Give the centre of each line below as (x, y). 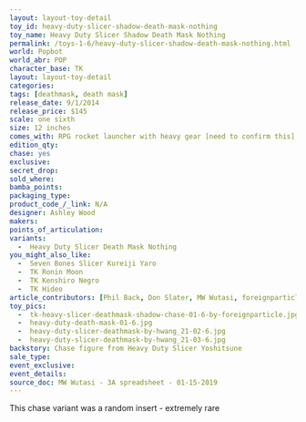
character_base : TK (46, 69)
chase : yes (30, 153)
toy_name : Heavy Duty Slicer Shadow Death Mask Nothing (117, 35)
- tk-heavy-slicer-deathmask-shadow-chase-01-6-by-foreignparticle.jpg (158, 314)
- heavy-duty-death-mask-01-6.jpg (85, 323)
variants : (28, 238)
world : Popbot (36, 52)
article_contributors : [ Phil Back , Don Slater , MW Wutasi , (124, 297)
